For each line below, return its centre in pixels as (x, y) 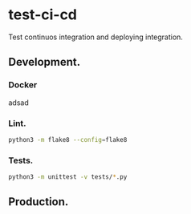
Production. (39, 202)
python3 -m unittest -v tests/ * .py (68, 177)
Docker (23, 85)
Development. (45, 62)
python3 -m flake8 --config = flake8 (68, 139)
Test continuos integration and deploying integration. (95, 37)
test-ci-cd (43, 15)
